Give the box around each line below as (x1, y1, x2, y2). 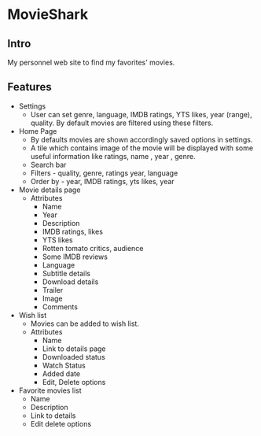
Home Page (18, 126, 57, 135)
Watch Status (42, 360, 86, 370)
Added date (42, 368, 80, 379)
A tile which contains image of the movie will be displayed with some (30, 143, 253, 153)
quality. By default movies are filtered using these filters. (30, 118, 214, 127)
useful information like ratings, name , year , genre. (30, 151, 196, 161)
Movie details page (18, 185, 81, 194)
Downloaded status (42, 352, 105, 361)
